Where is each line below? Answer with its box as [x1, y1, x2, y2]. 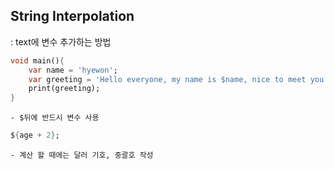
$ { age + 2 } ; [10, 130, 60, 141]
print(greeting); [28, 84, 101, 94]
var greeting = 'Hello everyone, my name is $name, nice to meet [28, 74, 307, 84]
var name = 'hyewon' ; [28, 65, 118, 75]
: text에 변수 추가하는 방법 [10, 35, 112, 48]
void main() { [10, 55, 65, 66]
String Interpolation [10, 8, 135, 25]
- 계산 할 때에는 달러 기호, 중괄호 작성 [10, 150, 154, 161]
